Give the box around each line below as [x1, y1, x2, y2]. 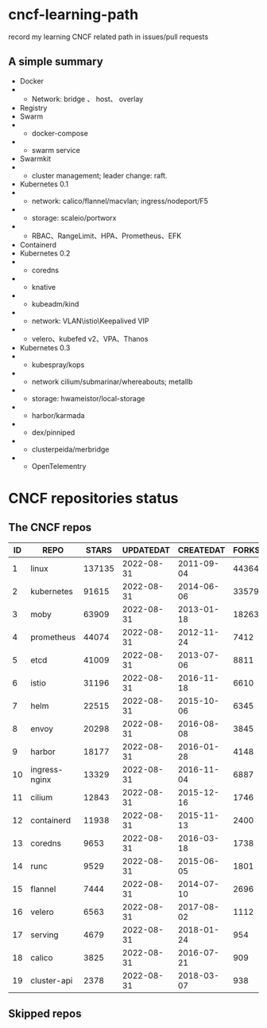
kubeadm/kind [31, 299, 79, 308]
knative [31, 282, 56, 291]
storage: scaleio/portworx [31, 213, 117, 222]
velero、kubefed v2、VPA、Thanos [31, 334, 149, 343]
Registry [19, 103, 48, 112]
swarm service [31, 145, 81, 154]
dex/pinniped [31, 428, 75, 437]
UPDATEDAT [122, 544, 171, 555]
